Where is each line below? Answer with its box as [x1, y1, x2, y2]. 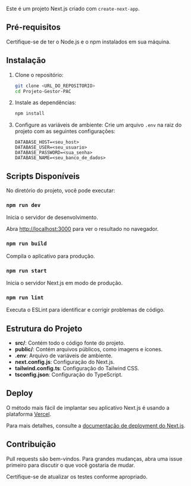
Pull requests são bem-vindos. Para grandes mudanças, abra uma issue [6, 455, 183, 462]
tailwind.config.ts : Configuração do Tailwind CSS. [14, 365, 140, 372]
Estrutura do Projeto [6, 323, 83, 333]
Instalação [6, 55, 46, 66]
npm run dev [6, 202, 41, 208]
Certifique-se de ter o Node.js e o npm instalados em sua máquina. [6, 38, 171, 45]
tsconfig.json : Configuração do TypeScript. [14, 371, 123, 378]
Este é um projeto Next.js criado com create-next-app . [6, 5, 140, 12]
